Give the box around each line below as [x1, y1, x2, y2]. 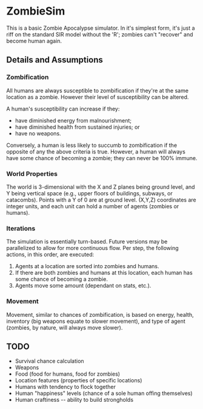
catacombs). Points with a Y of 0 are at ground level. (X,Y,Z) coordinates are [6, 196, 196, 203]
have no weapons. [15, 129, 62, 137]
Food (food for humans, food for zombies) [15, 370, 120, 377]
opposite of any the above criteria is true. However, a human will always [6, 147, 186, 155]
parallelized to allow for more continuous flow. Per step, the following [6, 245, 179, 252]
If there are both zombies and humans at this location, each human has [15, 269, 193, 277]
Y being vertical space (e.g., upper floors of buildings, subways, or [6, 189, 173, 197]
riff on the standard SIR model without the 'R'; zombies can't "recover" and [6, 30, 193, 38]
